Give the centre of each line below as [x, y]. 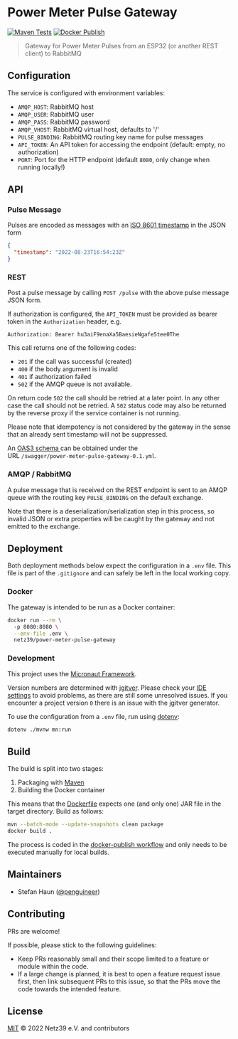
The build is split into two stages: [56, 769]
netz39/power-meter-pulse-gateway [65, 640]
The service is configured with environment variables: [86, 92]
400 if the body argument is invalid [68, 369]
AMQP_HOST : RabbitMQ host [56, 107]
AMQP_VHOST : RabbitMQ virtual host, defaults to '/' [88, 129]
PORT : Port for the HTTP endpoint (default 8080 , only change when [114, 159]
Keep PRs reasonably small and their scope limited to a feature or [113, 959]
